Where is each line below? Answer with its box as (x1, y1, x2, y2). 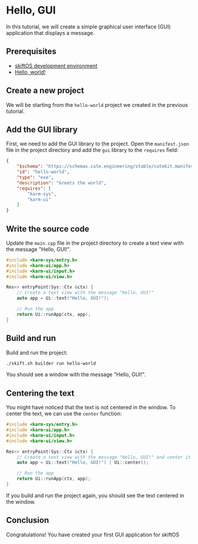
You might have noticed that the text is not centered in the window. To (6, 404, 176, 411)
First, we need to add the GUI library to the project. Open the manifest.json (6, 140, 189, 148)
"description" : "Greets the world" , (16, 180, 107, 186)
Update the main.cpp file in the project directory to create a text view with (6, 239, 184, 246)
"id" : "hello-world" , (16, 169, 70, 175)
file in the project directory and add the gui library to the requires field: (6, 146, 179, 154)
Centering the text (6, 388, 75, 398)
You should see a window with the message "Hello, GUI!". (6, 371, 146, 378)
